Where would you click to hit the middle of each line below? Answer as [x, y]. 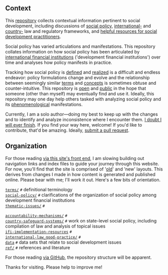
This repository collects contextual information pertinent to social [73, 20]
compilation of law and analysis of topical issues [55, 226]
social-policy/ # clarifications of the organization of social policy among [81, 195]
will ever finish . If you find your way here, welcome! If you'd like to [74, 125]
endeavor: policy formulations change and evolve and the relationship [77, 77]
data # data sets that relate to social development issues [63, 242]
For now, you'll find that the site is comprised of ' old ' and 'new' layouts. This [84, 169]
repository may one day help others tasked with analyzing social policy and [83, 99]
